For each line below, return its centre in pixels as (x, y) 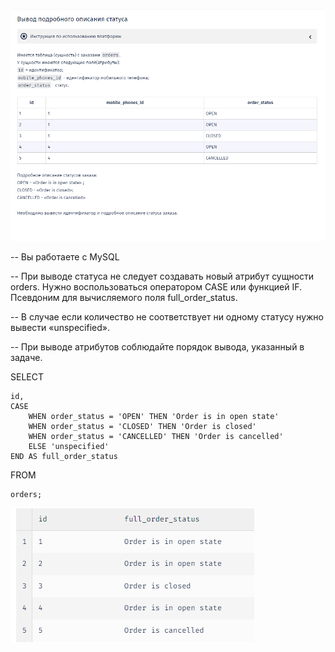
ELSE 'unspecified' (69, 446)
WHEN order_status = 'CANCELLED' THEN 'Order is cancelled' (156, 436)
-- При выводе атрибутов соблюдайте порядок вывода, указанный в (157, 346)
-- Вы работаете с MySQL (65, 256)
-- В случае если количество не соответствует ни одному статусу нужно (167, 316)
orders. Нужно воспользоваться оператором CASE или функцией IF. (156, 286)
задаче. (26, 357)
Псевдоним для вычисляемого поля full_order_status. (124, 297)
